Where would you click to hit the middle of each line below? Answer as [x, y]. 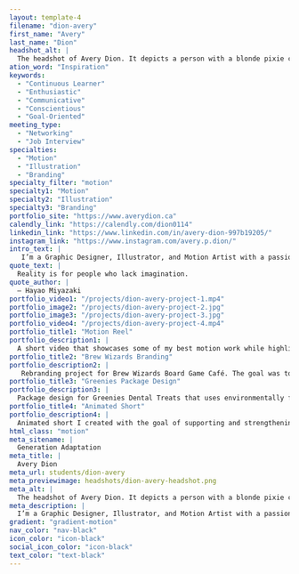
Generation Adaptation [59, 448]
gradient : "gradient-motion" [63, 522]
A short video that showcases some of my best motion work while [141, 348]
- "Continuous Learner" [61, 84]
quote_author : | [39, 282]
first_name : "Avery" [48, 34]
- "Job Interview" [52, 141]
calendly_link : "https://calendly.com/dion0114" [101, 224]
